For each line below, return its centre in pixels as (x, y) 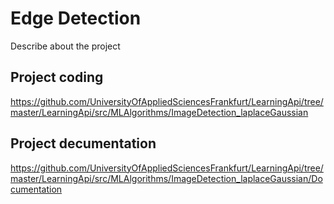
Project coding (57, 77)
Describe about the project (65, 46)
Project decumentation (83, 143)
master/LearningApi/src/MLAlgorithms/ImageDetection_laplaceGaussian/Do (166, 178)
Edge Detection (76, 18)
